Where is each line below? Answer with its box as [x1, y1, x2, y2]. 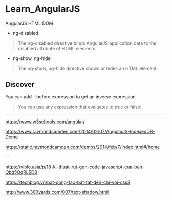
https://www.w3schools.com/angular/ [5, 118, 85, 125]
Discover [5, 80, 35, 89]
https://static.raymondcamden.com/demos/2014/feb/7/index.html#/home [5, 144, 160, 150]
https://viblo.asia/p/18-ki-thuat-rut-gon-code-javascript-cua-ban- [5, 164, 145, 170]
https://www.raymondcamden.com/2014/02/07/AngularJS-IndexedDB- [5, 128, 155, 134]
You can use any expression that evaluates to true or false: [17, 104, 142, 110]
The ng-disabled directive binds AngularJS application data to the [17, 39, 157, 46]
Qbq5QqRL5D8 [5, 169, 37, 175]
